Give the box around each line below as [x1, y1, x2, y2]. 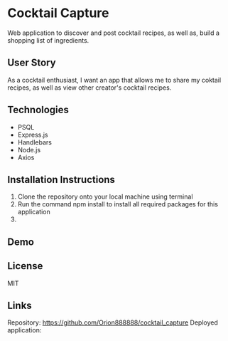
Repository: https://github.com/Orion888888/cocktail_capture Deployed [7, 318, 219, 327]
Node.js [17, 145, 41, 154]
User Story [7, 57, 56, 69]
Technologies [7, 104, 70, 116]
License [7, 260, 43, 272]
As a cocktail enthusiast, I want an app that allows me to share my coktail [7, 75, 222, 84]
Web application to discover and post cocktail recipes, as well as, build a [7, 28, 220, 37]
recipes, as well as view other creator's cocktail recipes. [7, 83, 172, 92]
